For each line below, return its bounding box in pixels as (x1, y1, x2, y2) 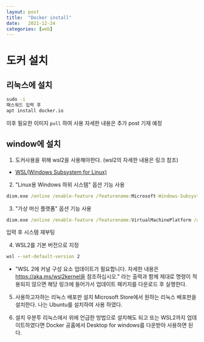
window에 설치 (6, 139, 61, 149)
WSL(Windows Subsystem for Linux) (15, 168, 107, 176)
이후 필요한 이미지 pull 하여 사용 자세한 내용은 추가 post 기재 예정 (6, 119, 163, 126)
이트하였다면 (15, 321, 46, 329)
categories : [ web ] (6, 26, 53, 32)
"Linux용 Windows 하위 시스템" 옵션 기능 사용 (15, 180, 125, 188)
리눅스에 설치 (6, 80, 53, 90)
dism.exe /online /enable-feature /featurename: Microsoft (6, 193, 156, 199)
